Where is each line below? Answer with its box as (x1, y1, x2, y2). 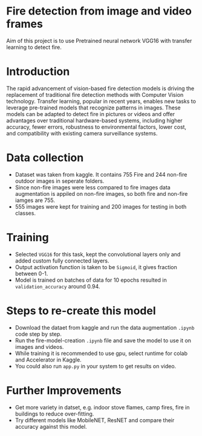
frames (6, 17, 44, 31)
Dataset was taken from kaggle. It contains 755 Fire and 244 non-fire (15, 171, 187, 178)
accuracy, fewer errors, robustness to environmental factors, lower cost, (6, 123, 186, 131)
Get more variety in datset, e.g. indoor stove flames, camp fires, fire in (15, 403, 190, 411)
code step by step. (15, 330, 62, 337)
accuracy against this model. (15, 423, 87, 430)
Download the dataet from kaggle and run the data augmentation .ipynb (15, 324, 195, 331)
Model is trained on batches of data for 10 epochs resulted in (15, 276, 168, 284)
